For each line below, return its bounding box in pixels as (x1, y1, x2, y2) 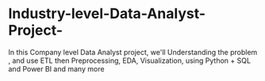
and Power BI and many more (8, 64, 105, 73)
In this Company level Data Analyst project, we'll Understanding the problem (8, 47, 258, 57)
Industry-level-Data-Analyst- (8, 5, 206, 23)
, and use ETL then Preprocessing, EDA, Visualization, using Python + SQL (8, 56, 252, 65)
